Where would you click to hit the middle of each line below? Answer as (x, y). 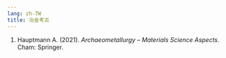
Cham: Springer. (40, 47)
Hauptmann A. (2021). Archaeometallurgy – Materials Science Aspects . (118, 39)
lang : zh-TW (24, 13)
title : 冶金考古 (28, 20)
